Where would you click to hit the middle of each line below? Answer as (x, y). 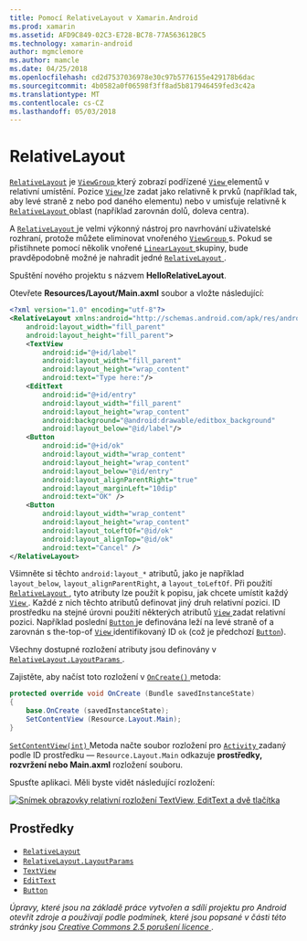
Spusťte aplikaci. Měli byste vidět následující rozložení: (112, 782)
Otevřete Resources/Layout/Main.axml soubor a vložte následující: (137, 293)
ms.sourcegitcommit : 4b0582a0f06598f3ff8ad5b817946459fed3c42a (132, 86)
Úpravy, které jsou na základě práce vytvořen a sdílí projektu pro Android (148, 907)
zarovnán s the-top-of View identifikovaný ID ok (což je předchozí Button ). (148, 632)
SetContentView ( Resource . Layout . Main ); (104, 719)
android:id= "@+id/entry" (90, 395)
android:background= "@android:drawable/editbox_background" (159, 420)
